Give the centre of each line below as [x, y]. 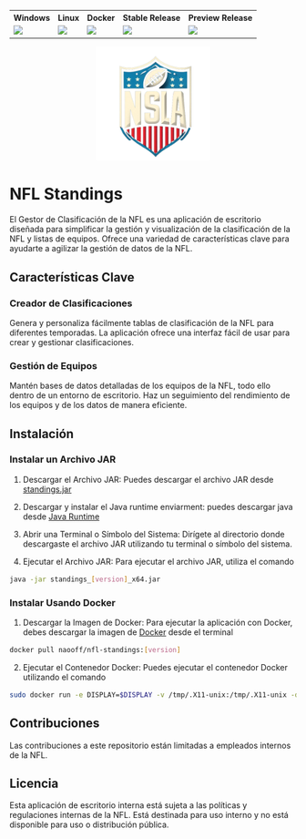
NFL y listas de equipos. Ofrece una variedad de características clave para [149, 239]
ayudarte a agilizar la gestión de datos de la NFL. [101, 249]
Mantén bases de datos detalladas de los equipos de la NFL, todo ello [140, 386]
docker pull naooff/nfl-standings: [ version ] [95, 650]
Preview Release [220, 17]
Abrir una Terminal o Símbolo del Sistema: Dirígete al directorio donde [153, 534]
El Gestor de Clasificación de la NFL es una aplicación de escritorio [135, 220]
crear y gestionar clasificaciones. [72, 342]
